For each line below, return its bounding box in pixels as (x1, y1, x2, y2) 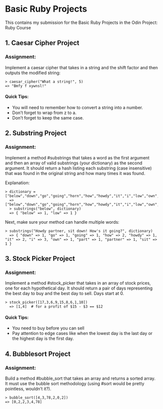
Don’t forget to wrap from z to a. (12, 110, 77, 116)
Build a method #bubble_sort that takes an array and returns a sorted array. (5, 375, 156, 381)
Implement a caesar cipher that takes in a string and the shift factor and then (5, 64, 158, 70)
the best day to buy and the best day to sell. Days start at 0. (5, 291, 125, 296)
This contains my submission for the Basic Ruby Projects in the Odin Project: (5, 19, 158, 25)
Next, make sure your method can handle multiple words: (5, 219, 120, 225)
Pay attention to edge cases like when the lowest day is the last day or (12, 331, 153, 336)
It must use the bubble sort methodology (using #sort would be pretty (5, 381, 145, 387)
